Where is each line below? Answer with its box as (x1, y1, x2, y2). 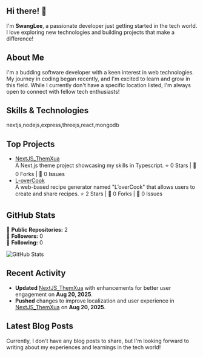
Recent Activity (6, 268, 66, 278)
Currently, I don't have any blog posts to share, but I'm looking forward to (6, 337, 190, 344)
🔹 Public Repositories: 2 (6, 226, 68, 234)
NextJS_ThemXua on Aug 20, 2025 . (15, 303, 106, 310)
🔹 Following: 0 (6, 239, 44, 246)
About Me (6, 53, 44, 63)
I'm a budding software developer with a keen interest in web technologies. (6, 68, 194, 76)
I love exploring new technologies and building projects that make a (6, 28, 175, 36)
